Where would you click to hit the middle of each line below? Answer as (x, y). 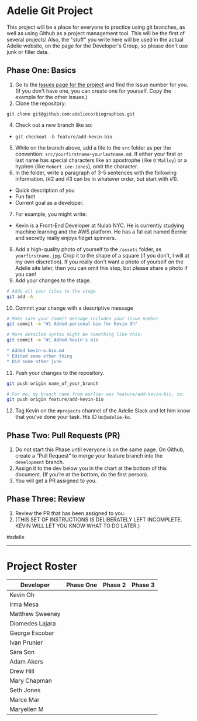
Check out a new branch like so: (54, 125)
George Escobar (32, 633)
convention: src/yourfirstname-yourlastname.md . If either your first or (99, 154)
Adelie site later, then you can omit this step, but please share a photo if (101, 268)
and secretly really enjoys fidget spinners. (65, 238)
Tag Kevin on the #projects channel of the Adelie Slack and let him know (103, 411)
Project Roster (42, 566)
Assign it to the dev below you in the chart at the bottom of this (91, 468)
